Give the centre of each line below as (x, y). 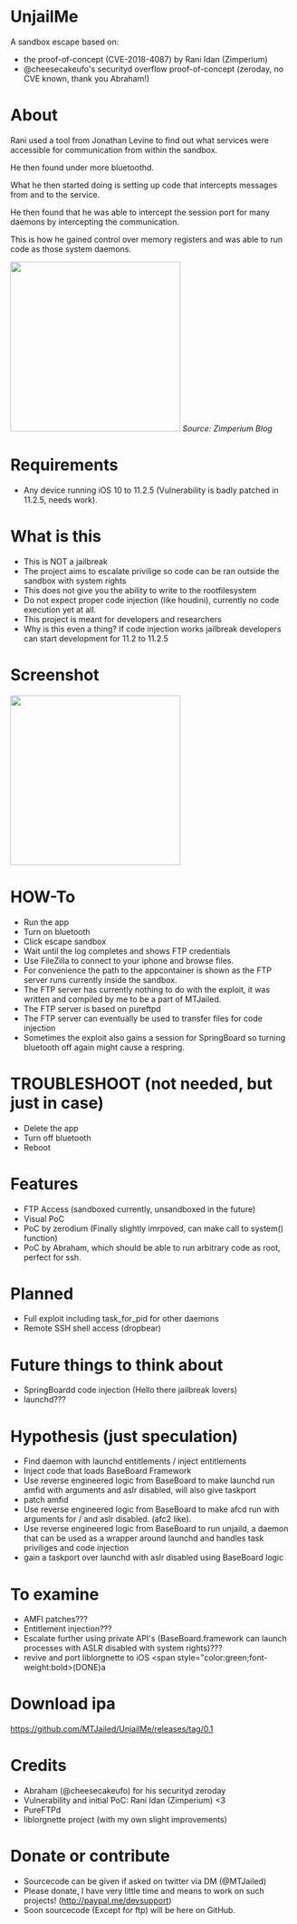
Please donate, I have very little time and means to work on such (144, 1891)
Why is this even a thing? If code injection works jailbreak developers (152, 629)
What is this (56, 536)
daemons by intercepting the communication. (95, 221)
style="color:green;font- (222, 1658)
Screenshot (55, 674)
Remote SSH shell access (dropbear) (92, 1328)
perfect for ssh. (52, 1257)
